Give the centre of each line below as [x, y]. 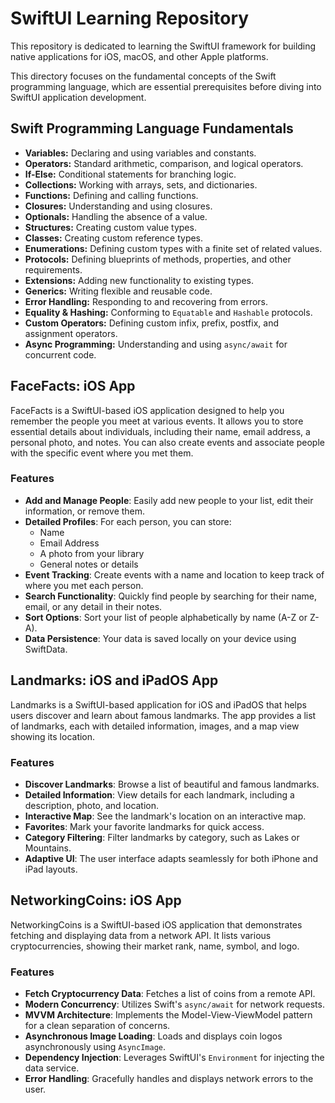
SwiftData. [46, 649]
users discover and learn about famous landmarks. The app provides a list [163, 715]
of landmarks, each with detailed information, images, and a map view [155, 726]
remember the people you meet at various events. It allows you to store [157, 421]
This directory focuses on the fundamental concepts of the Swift [143, 76]
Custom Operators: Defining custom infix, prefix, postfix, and [151, 323]
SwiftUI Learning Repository [130, 18]
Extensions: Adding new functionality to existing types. [139, 280]
